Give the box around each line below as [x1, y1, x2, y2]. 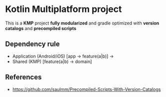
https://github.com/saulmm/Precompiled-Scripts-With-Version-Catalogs [12, 86, 161, 92]
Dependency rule [5, 40, 60, 48]
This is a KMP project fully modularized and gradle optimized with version [5, 20, 160, 26]
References [5, 73, 42, 81]
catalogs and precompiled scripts [5, 25, 76, 31]
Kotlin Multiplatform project [5, 3, 122, 15]
